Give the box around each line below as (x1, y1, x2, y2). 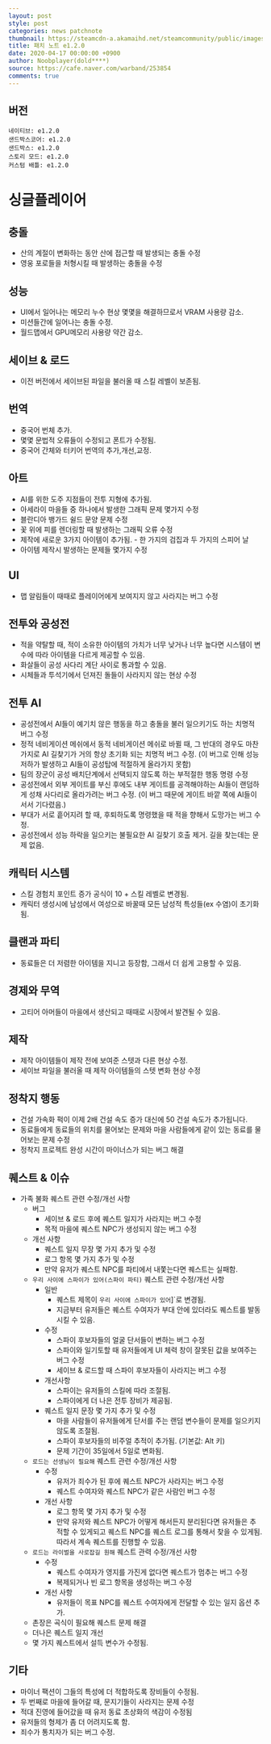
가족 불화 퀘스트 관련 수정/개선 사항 (19, 1194, 131, 1203)
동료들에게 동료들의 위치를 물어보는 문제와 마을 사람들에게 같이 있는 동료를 (19, 1125, 253, 1134)
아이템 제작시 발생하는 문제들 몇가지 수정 (19, 544, 148, 554)
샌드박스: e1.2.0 (8, 145, 60, 153)
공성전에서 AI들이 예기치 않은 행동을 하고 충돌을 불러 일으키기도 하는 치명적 (19, 719, 256, 729)
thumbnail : (8, 34, 45, 43)
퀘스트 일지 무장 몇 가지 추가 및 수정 (44, 1244, 156, 1254)
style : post (8, 19, 48, 27)
